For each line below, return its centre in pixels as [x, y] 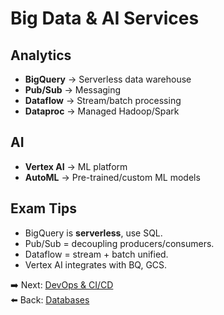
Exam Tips [43, 208]
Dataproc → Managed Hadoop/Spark [102, 111]
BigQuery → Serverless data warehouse [108, 79]
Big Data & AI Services [105, 18]
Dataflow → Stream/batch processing [103, 100]
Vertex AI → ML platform [76, 166]
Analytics [41, 55]
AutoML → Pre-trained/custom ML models [112, 177]
